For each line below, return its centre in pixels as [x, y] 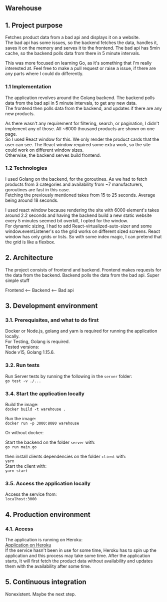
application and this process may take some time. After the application [78, 555]
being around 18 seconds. [32, 200]
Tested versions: [22, 347]
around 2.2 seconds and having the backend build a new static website [78, 215]
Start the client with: [26, 466]
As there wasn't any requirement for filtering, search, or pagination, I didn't [82, 123]
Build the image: [22, 404]
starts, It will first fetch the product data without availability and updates [79, 561]
